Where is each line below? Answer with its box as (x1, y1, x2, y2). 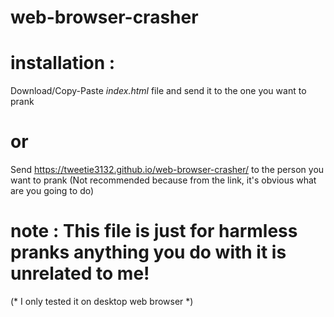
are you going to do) (10, 185, 95, 197)
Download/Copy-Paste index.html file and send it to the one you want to (10, 85, 307, 97)
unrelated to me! (10, 262, 150, 285)
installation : (10, 52, 116, 75)
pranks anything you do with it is (10, 241, 287, 264)
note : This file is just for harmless (10, 220, 298, 243)
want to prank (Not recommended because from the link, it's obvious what (10, 174, 317, 186)
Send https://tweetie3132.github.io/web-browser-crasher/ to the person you (10, 164, 325, 176)
